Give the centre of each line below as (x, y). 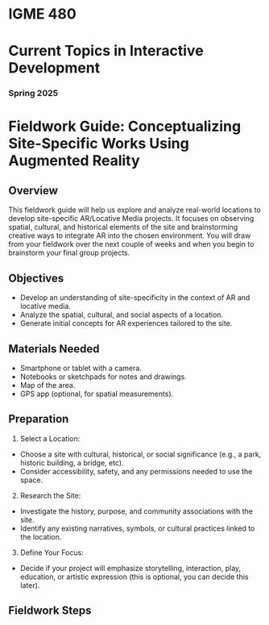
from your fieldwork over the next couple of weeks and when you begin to (131, 244)
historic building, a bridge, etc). (72, 462)
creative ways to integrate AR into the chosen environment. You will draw (130, 235)
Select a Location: (50, 438)
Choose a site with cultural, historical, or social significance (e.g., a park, (141, 454)
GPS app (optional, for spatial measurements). (97, 394)
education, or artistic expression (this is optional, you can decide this (134, 577)
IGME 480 (42, 14)
